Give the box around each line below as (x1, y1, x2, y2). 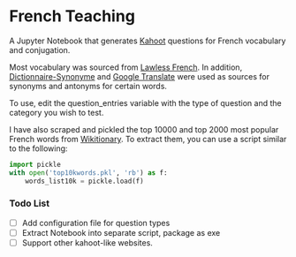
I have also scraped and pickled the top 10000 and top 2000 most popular (9, 124, 279, 134)
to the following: (9, 143, 68, 154)
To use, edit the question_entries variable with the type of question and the (9, 97, 282, 108)
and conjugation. (9, 44, 71, 55)
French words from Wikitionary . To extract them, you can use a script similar (9, 133, 287, 144)
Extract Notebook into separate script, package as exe (21, 227, 221, 238)
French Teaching (9, 6, 135, 26)
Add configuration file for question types (21, 217, 171, 228)
